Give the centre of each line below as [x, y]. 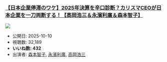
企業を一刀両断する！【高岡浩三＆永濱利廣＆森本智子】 [77, 15]
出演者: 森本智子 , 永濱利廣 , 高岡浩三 [49, 55]
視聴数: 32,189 [27, 42]
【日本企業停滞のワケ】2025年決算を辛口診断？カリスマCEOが [81, 7]
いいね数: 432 [27, 48]
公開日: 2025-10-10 [32, 36]
